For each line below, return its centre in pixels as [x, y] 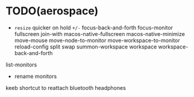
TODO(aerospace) [52, 11]
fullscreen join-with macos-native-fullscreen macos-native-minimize [99, 34]
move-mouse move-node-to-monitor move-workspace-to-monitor [97, 40]
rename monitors [36, 76]
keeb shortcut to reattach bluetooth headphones [66, 87]
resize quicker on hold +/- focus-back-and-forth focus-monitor [93, 28]
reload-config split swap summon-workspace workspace [86, 47]
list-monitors [21, 65]
